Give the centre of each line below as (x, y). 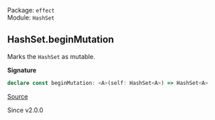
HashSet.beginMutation (61, 40)
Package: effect (31, 10)
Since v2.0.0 (25, 110)
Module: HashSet (31, 18)
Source (18, 96)
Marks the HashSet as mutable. (51, 56)
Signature (22, 70)
